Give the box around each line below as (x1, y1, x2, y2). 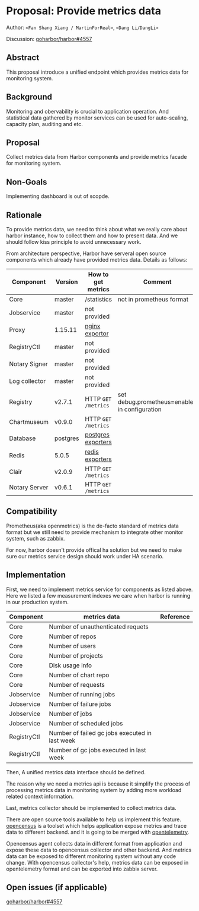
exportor (85, 329, 109, 337)
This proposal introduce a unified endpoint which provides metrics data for (6, 68, 189, 76)
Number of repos (49, 632, 97, 640)
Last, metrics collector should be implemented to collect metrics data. (6, 804, 176, 811)
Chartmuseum (9, 418, 49, 426)
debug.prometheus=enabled (117, 398, 197, 406)
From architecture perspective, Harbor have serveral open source (6, 250, 166, 257)
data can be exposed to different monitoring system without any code (6, 852, 176, 860)
